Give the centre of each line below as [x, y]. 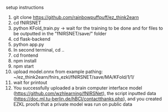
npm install [25, 61]
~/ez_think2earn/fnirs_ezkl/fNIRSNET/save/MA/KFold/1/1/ [74, 77]
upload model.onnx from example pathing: [58, 72]
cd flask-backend [32, 39]
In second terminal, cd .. [39, 50]
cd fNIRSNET [27, 23]
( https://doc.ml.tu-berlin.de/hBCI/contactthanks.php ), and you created [87, 99]
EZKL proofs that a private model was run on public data [73, 104]
